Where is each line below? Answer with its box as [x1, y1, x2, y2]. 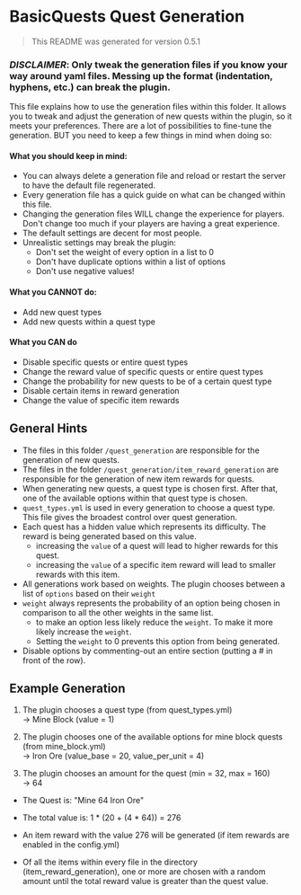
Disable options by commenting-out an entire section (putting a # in [22, 645, 273, 656]
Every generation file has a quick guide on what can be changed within [22, 190, 286, 200]
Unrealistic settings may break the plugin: [22, 237, 177, 248]
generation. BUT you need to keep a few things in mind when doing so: [9, 130, 272, 141]
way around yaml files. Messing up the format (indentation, [9, 69, 273, 82]
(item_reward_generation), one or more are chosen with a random [22, 866, 266, 877]
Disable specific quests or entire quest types [22, 357, 189, 368]
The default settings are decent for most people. [22, 227, 202, 239]
